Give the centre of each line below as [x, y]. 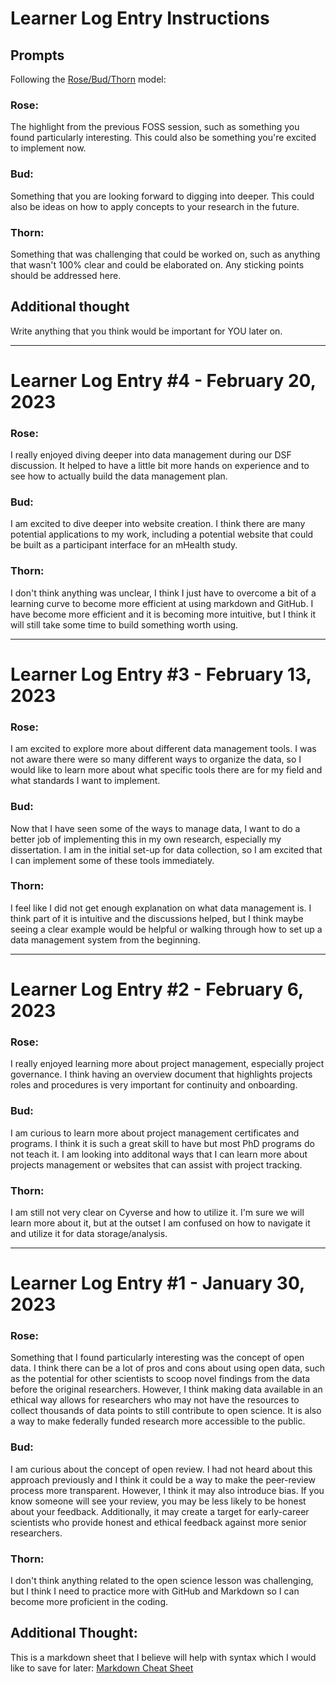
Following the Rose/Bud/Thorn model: [88, 79]
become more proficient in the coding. [89, 1602]
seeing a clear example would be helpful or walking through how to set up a [166, 929]
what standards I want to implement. [85, 781]
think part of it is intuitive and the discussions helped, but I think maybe [157, 918]
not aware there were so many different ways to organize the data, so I [156, 759]
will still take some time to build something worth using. [124, 624]
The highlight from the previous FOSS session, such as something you [155, 127]
